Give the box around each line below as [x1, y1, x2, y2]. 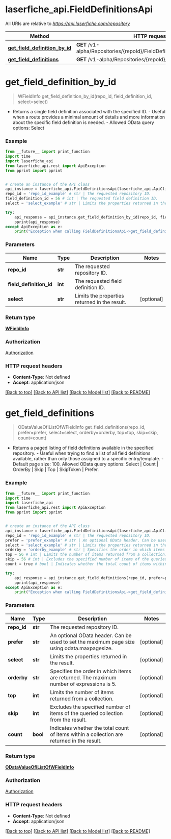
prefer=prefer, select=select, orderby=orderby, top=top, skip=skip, [17, 430, 158, 436]
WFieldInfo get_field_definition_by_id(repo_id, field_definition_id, [17, 93, 153, 99]
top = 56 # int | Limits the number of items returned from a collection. [5, 552, 167, 557]
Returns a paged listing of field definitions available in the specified [12, 445, 154, 451]
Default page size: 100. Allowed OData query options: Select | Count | [12, 461, 159, 467]
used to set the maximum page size [50, 638, 135, 645]
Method [30, 32, 49, 39]
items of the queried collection [50, 709, 123, 717]
